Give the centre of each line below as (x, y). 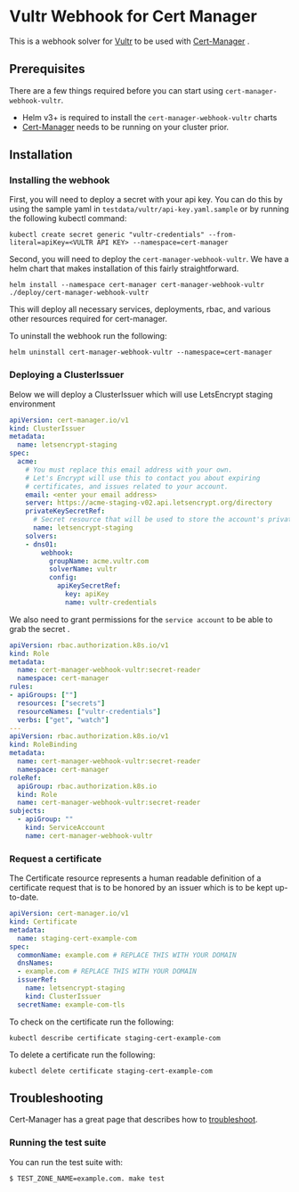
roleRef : (25, 777)
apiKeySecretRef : (89, 586)
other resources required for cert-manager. (88, 319)
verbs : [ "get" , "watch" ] (63, 719)
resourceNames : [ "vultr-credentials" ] (89, 711)
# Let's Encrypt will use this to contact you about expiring (143, 478)
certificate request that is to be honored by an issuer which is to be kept (141, 888)
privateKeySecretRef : (65, 511)
